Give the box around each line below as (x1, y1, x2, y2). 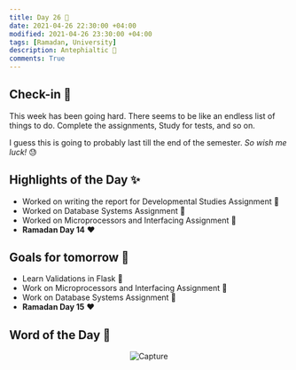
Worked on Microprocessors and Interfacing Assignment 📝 (21, 215, 237, 225)
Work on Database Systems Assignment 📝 (21, 292, 177, 303)
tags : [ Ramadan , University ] (9, 37, 117, 47)
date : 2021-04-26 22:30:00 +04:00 (9, 21, 137, 30)
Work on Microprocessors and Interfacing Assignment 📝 (21, 283, 228, 294)
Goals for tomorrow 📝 (9, 250, 130, 265)
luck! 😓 (9, 146, 37, 157)
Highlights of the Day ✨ (9, 172, 141, 187)
